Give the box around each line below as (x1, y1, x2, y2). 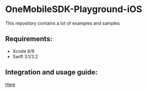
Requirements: (5, 35, 53, 43)
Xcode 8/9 (12, 48, 35, 54)
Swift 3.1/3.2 (12, 53, 38, 59)
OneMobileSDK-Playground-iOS (5, 4, 142, 15)
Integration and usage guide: (5, 68, 98, 76)
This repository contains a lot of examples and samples (5, 20, 120, 26)
